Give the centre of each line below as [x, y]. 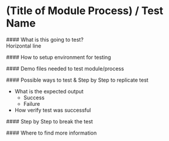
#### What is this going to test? [45, 39]
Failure [32, 103]
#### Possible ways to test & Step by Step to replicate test [77, 80]
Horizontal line [24, 46]
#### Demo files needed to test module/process [65, 68]
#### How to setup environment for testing [59, 57]
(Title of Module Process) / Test [85, 11]
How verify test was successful [53, 110]
